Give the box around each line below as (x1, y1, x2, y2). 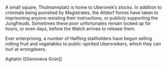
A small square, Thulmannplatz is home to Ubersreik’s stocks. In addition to (5, 5, 162, 10)
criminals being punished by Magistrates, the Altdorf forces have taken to (5, 10, 158, 16)
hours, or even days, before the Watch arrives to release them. (5, 26, 136, 32)
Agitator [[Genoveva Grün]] (5, 56, 62, 62)
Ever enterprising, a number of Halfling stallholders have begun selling (5, 35, 152, 41)
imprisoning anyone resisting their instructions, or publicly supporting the (5, 15, 158, 21)
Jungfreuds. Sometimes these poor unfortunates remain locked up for (5, 20, 151, 26)
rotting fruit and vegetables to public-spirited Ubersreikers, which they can (5, 41, 161, 47)
